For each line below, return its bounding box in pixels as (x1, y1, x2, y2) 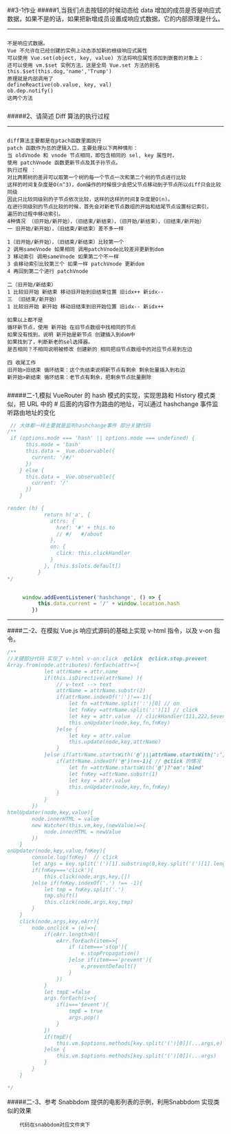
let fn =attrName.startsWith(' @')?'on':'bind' (68, 764, 205, 771)
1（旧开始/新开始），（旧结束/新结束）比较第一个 (7, 239, 124, 246)
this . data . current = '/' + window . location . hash (37, 600, 180, 607)
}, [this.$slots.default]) (43, 563, 122, 569)
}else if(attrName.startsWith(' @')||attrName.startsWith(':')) (43, 751, 229, 758)
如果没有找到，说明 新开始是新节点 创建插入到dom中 (7, 332, 135, 338)
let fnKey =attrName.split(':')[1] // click (68, 707, 198, 713)
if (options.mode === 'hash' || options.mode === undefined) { (10, 435, 195, 442)
